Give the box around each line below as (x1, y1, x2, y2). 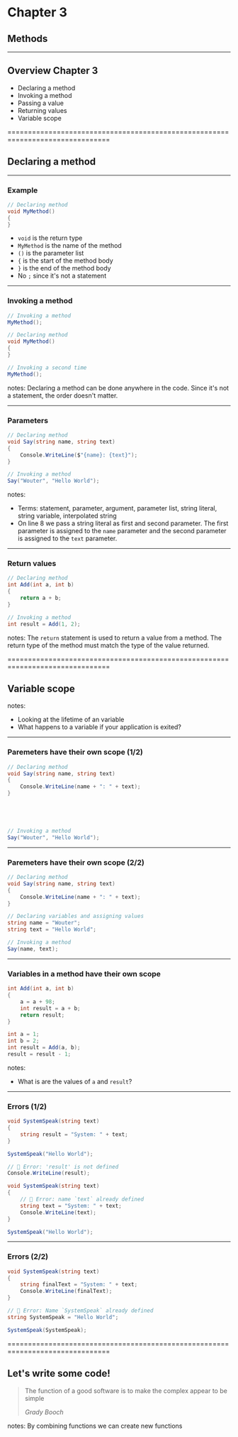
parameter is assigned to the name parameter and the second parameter (17, 527, 227, 535)
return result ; (20, 1011, 65, 1019)
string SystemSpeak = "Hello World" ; (7, 1313, 119, 1321)
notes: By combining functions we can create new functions (7, 1421, 183, 1430)
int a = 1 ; (7, 1031, 40, 1038)
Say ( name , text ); (7, 945, 59, 952)
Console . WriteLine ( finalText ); (20, 1288, 113, 1295)
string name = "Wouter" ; (7, 919, 81, 927)
